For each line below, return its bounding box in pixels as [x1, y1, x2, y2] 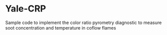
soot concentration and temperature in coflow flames [5, 24, 116, 30]
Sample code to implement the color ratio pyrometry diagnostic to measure [5, 19, 162, 25]
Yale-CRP [5, 3, 47, 14]
